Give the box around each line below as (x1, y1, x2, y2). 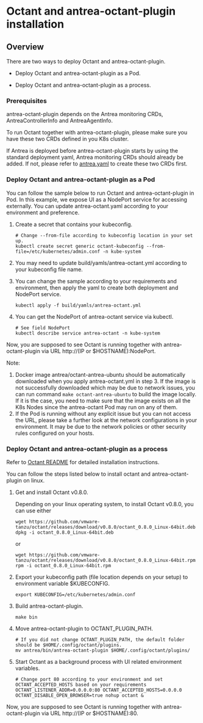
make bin (15, 614, 38, 620)
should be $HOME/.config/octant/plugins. (15, 642, 122, 648)
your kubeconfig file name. (15, 266, 84, 273)
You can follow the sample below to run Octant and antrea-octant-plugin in (6, 189, 194, 197)
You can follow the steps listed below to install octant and (6, 470, 151, 478)
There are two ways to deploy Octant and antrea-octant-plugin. (6, 58, 166, 65)
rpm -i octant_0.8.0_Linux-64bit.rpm (15, 562, 112, 569)
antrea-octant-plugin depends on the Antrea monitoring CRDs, (6, 111, 163, 118)
